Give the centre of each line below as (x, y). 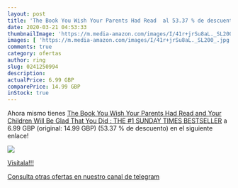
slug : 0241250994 (33, 67)
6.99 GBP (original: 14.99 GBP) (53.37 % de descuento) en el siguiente (110, 128)
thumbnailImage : (31, 34)
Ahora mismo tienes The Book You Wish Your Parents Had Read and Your (114, 114)
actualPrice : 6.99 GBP (41, 80)
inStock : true (28, 93)
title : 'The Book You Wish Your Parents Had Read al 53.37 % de (106, 21)
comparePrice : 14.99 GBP (44, 87)
